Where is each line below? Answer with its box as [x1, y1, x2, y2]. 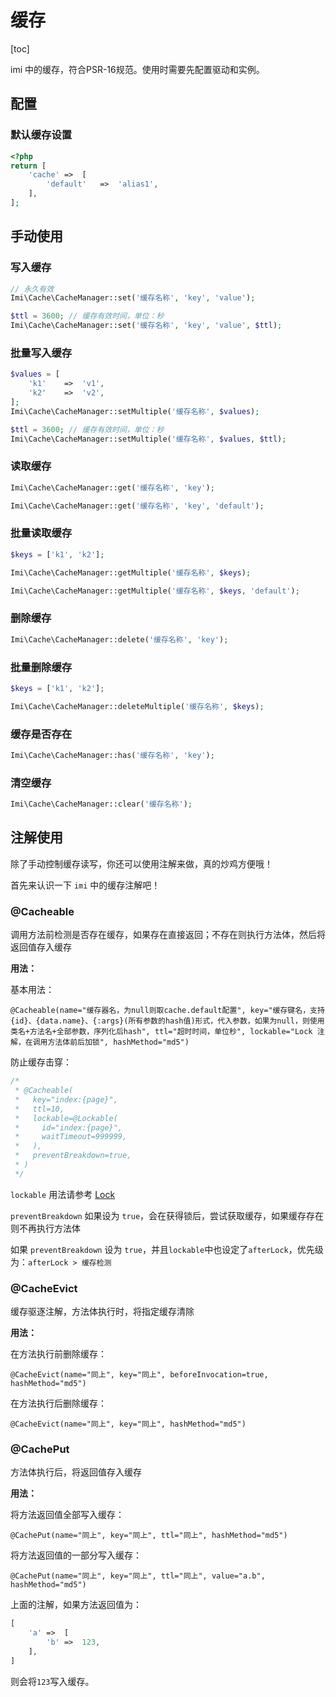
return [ [10, 161, 47, 171]
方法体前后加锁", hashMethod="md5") [47, 1037, 190, 1048]
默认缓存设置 [10, 128, 73, 142]
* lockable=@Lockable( [14, 1113, 118, 1123]
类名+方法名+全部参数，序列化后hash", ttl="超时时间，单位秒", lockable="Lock [10, 1027, 313, 1037]
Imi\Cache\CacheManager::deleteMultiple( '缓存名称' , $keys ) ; [10, 701, 265, 711]
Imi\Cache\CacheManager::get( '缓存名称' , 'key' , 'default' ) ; [10, 501, 265, 511]
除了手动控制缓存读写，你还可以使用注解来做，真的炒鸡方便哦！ [10, 857, 273, 870]
